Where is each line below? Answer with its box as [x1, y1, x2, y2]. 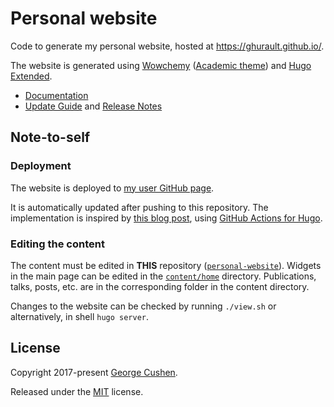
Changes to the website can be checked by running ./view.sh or [10, 300, 277, 312]
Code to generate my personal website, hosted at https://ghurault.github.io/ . [10, 40, 325, 52]
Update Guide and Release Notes [24, 100, 163, 112]
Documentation [24, 89, 89, 101]
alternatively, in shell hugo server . [10, 310, 150, 322]
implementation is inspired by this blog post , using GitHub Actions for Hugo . [10, 212, 323, 224]
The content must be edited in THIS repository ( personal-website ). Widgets [10, 259, 322, 271]
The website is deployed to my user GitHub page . [10, 182, 215, 194]
